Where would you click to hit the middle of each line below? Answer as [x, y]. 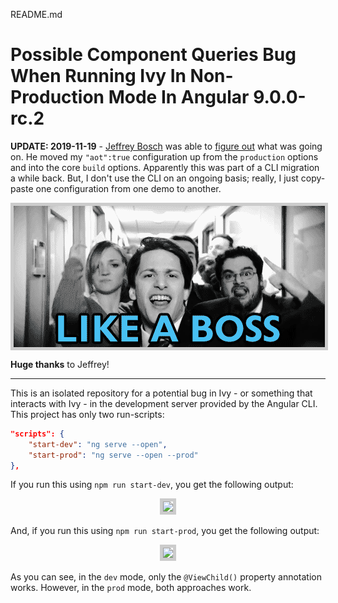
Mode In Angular [179, 97]
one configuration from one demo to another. [128, 188]
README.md [36, 14]
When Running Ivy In [98, 76]
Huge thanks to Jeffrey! [60, 364]
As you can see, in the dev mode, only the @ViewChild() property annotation [166, 577]
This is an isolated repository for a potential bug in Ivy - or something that [161, 393]
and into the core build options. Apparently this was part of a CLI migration [165, 167]
